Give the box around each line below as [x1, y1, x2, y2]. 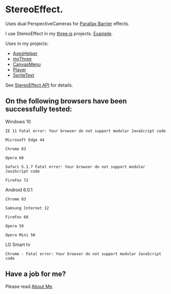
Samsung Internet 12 [5, 205, 50, 211]
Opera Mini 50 [5, 232, 36, 238]
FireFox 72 [5, 178, 29, 183]
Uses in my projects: [5, 40, 49, 47]
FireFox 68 [5, 214, 29, 220]
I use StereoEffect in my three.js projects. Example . [5, 30, 113, 36]
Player [12, 67, 27, 73]
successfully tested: [5, 105, 73, 114]
